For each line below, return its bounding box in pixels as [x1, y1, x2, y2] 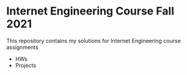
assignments [6, 44, 38, 51]
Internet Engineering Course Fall [6, 4, 175, 18]
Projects [15, 62, 37, 69]
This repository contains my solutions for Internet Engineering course [6, 37, 182, 44]
